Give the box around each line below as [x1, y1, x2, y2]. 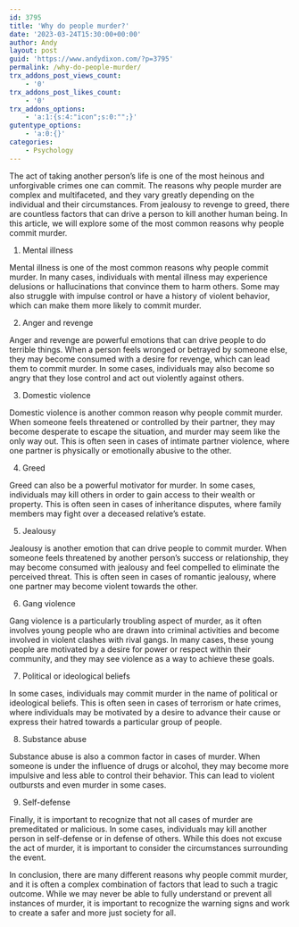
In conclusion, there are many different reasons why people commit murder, [9, 869, 288, 880]
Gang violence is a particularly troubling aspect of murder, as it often [9, 615, 262, 626]
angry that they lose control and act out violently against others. [9, 372, 245, 383]
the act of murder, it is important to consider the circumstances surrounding [9, 842, 288, 853]
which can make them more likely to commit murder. [9, 300, 203, 311]
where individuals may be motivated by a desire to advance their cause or [9, 706, 281, 717]
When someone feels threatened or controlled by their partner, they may [9, 416, 276, 427]
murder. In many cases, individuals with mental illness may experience [9, 271, 268, 282]
